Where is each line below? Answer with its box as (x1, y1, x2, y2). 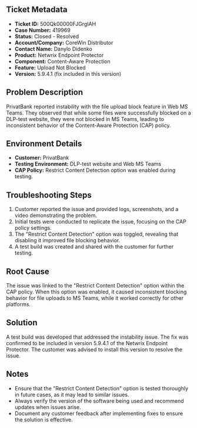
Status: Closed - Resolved (14, 32, 79, 40)
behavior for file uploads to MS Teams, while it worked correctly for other (6, 295, 184, 302)
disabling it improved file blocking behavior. (14, 237, 121, 244)
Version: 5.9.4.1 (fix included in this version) (14, 70, 122, 77)
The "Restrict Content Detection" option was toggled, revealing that (14, 230, 179, 238)
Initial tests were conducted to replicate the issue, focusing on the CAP (14, 218, 186, 225)
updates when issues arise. (14, 403, 81, 410)
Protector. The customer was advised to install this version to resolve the (6, 346, 183, 353)
